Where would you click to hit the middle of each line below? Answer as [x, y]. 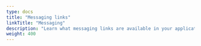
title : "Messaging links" [38, 17]
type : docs [20, 12]
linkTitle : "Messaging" [36, 23]
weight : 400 [21, 34]
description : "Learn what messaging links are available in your [89, 28]
